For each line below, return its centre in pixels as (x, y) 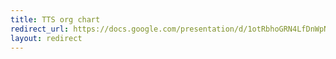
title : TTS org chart (55, 19)
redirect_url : (40, 29)
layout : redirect (46, 38)
